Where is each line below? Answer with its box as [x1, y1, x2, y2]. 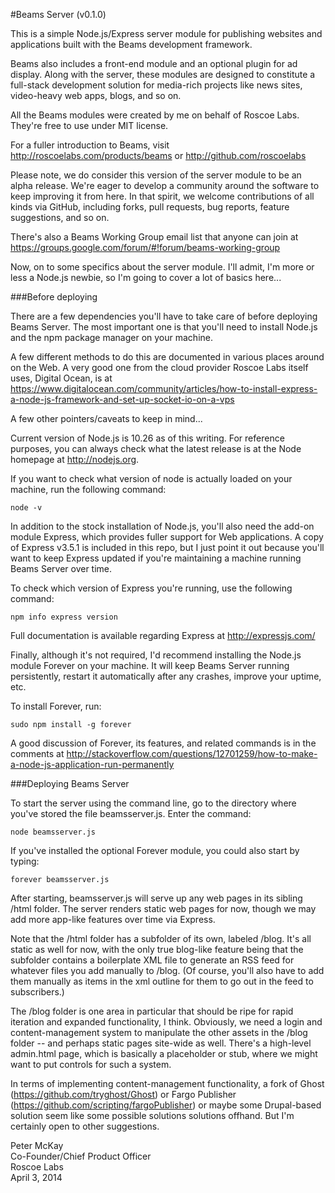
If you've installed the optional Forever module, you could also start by [10, 845, 300, 856]
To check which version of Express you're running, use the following [10, 582, 293, 594]
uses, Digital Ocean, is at [10, 372, 113, 384]
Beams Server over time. [10, 563, 113, 574]
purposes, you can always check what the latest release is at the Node [10, 443, 302, 454]
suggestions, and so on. [10, 212, 110, 223]
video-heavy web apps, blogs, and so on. [10, 90, 182, 101]
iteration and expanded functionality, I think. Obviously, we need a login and [10, 1016, 323, 1028]
